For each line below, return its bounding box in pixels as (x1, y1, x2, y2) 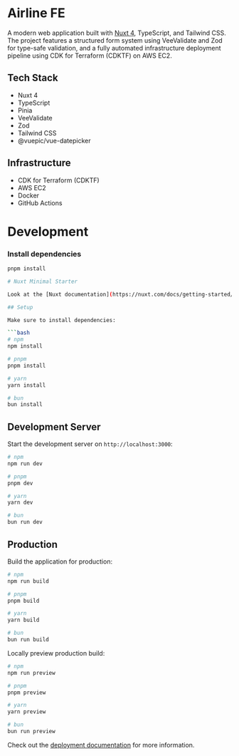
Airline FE (7, 5, 65, 21)
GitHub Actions (17, 198, 63, 207)
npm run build (7, 577, 50, 585)
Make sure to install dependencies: (7, 316, 116, 323)
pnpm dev (7, 480, 33, 487)
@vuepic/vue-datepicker (17, 136, 91, 145)
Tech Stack (7, 72, 58, 84)
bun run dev (7, 519, 43, 526)
